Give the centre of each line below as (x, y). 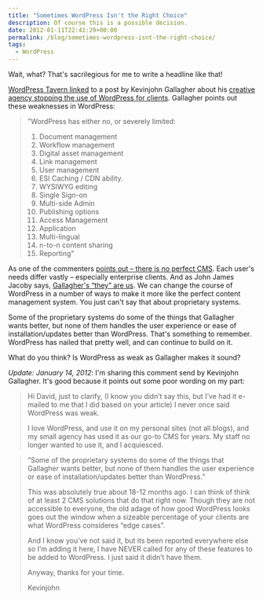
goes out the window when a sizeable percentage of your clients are (138, 517)
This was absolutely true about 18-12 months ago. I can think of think (139, 492)
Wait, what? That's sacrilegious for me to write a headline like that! (115, 74)
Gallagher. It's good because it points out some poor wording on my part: (126, 381)
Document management (78, 137)
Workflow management (77, 145)
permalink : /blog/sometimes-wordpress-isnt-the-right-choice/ (112, 37)
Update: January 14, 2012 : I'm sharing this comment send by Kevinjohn (124, 373)
